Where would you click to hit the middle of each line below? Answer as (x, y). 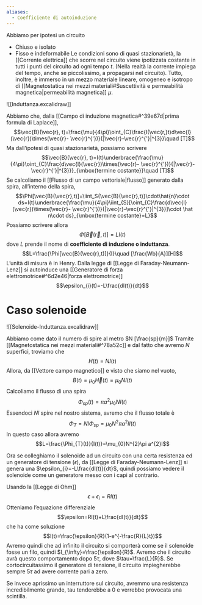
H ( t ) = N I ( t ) (103, 361)
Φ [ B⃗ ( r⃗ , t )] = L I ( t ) (103, 234)
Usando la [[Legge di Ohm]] (41, 487)
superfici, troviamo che (35, 352)
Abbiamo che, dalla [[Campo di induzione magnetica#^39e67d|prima (93, 116)
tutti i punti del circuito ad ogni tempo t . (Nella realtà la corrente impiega (106, 66)
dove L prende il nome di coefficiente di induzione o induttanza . (88, 244)
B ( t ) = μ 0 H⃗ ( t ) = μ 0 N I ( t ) (103, 381)
